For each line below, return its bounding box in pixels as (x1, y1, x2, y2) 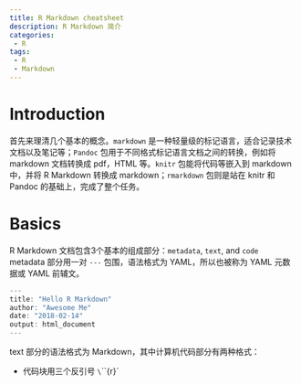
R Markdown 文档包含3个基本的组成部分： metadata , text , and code (9, 244, 259, 256)
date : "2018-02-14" (9, 312, 84, 321)
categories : (9, 30, 55, 39)
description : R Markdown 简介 (9, 22, 121, 31)
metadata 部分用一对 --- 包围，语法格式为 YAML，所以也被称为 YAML (9, 256, 273, 267)
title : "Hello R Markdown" (9, 294, 112, 304)
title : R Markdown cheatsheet (9, 13, 125, 23)
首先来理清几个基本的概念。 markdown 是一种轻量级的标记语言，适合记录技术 (9, 134, 293, 146)
